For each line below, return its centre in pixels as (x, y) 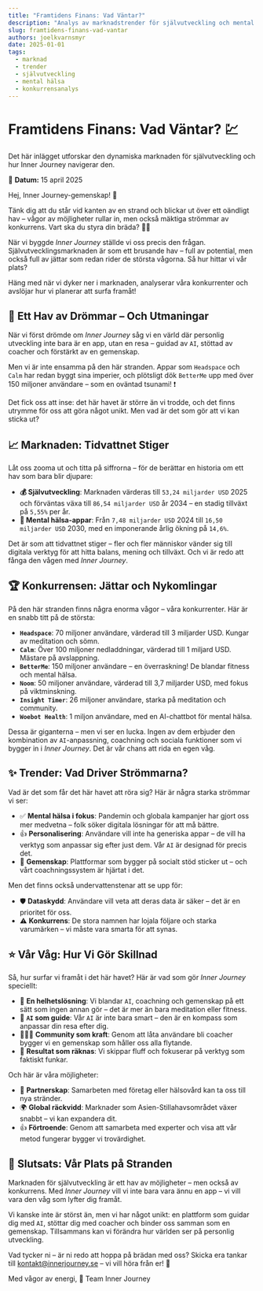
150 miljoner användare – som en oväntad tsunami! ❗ (92, 384)
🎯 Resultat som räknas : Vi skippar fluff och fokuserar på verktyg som (132, 1052)
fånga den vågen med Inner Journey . (68, 560)
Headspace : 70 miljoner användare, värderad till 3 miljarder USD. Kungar (134, 633)
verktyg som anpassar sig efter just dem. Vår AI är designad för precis (133, 844)
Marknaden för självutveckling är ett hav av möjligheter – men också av (123, 1183)
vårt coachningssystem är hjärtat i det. (82, 870)
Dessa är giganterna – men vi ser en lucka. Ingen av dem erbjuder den (122, 731)
